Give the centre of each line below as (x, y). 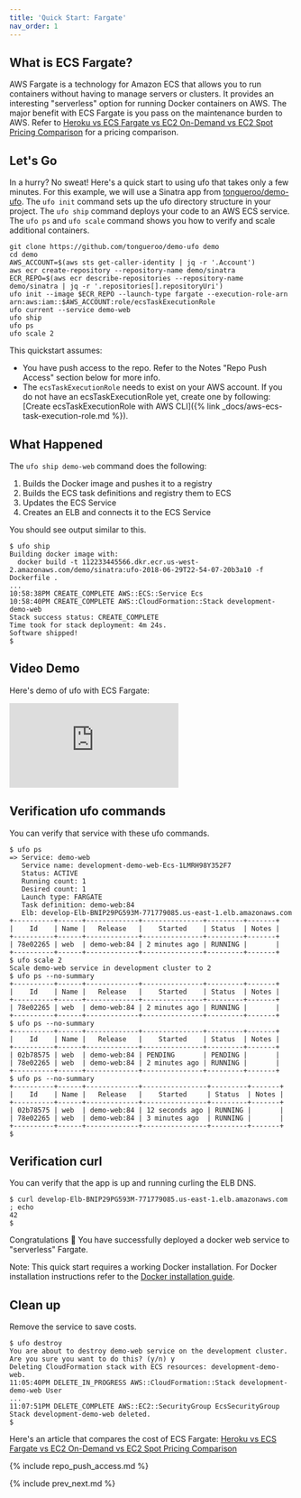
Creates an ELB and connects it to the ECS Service (117, 512)
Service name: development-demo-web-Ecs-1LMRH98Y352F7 (126, 865)
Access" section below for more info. (91, 378)
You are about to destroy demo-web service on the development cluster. (149, 1351)
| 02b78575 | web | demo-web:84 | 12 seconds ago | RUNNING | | (146, 1110)
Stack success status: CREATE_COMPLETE (84, 617)
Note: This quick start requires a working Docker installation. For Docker (143, 1267)
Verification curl (56, 1161)
